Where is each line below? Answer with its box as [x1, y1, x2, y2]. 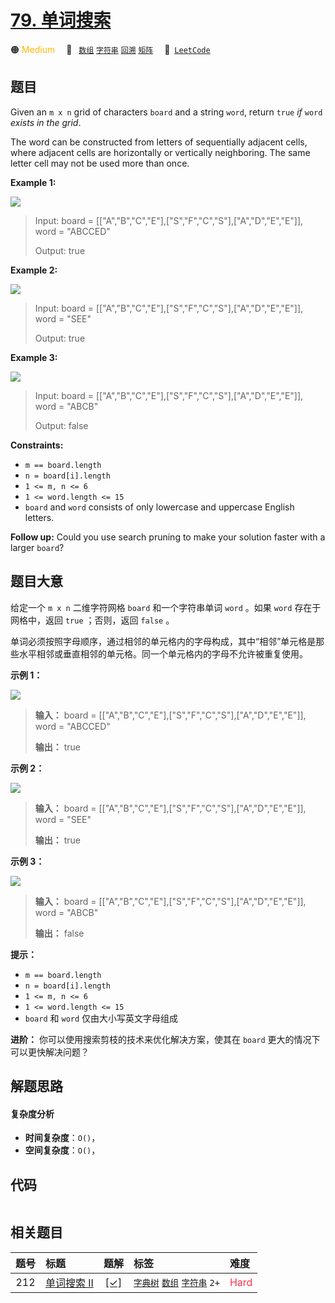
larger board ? [10, 541, 65, 553]
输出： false [34, 927, 85, 939]
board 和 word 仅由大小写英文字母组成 [24, 1012, 179, 1024]
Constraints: [10, 439, 64, 451]
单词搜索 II [45, 1276, 94, 1290]
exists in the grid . [10, 116, 82, 128]
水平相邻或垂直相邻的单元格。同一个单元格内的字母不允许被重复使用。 [18, 647, 308, 660]
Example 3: [10, 351, 58, 363]
